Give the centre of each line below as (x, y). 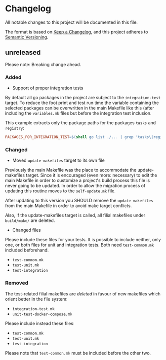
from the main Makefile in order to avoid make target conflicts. (68, 206)
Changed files (26, 230)
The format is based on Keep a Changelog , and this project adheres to (77, 32)
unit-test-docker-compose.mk (42, 314)
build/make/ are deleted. (30, 220)
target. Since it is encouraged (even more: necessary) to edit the (91, 175)
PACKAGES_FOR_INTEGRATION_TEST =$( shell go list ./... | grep (69, 137)
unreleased (23, 53)
